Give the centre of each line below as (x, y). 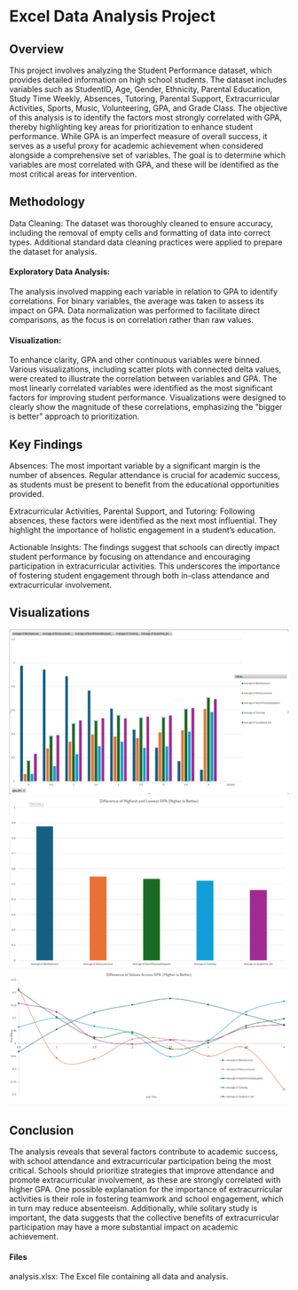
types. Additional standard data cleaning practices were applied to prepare (146, 242)
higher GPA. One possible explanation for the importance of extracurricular (146, 1190)
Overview (37, 49)
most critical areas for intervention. (73, 174)
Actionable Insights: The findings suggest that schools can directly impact (145, 547)
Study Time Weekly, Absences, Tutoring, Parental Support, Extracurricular (145, 98)
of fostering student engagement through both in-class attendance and (139, 576)
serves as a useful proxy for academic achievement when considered (136, 146)
